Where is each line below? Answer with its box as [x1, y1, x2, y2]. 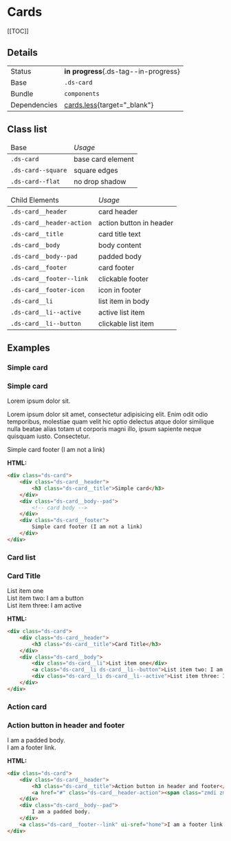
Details [7, 47, 38, 59]
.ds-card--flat [10, 177, 60, 185]
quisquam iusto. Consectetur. [7, 432, 91, 441]
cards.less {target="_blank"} [64, 100, 154, 110]
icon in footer [98, 285, 142, 295]
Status [10, 66, 32, 76]
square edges [73, 165, 118, 175]
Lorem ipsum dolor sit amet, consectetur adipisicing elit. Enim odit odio [7, 411, 208, 419]
